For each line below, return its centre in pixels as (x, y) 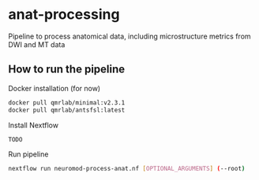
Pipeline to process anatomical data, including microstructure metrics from (129, 36)
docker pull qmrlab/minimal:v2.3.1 (67, 103)
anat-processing (64, 15)
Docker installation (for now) (54, 88)
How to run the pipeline (67, 70)
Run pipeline (28, 154)
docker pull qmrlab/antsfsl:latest (67, 110)
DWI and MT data (37, 44)
